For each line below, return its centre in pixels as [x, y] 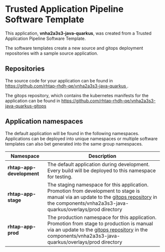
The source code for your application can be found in [59, 80]
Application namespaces [44, 122]
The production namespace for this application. [102, 217]
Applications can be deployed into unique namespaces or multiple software [82, 139]
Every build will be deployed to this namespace [102, 170]
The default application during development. [98, 164]
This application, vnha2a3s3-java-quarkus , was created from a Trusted [78, 33]
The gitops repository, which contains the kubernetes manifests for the [77, 95]
